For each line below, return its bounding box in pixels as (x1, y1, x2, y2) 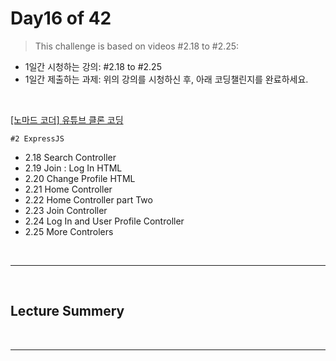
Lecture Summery (10, 303, 125, 320)
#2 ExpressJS (10, 133, 65, 144)
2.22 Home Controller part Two (24, 193, 153, 206)
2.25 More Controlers (24, 225, 114, 237)
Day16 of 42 (10, 7, 112, 30)
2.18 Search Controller (24, 151, 117, 163)
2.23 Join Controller (24, 204, 108, 216)
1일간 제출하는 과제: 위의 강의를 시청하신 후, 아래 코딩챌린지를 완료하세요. (24, 73, 309, 85)
